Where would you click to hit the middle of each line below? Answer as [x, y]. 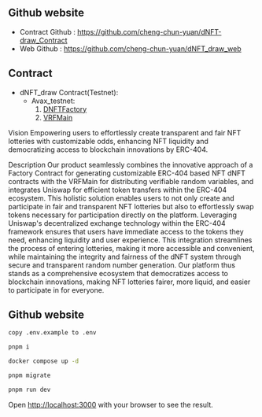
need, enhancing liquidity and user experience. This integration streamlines [130, 240]
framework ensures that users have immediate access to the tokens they [126, 231]
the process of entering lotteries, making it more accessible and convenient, [131, 248]
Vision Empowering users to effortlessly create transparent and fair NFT [125, 132]
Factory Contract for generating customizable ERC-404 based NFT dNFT [127, 173]
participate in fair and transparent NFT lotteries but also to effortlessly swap [131, 206]
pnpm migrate [30, 376]
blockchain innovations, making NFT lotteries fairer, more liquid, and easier [129, 282]
